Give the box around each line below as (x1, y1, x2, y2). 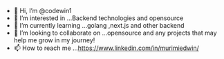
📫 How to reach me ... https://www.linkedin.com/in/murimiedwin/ (13, 44, 199, 52)
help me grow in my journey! (13, 36, 95, 44)
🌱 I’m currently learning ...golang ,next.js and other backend (13, 22, 185, 29)
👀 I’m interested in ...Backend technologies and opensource (13, 14, 184, 22)
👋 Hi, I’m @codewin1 (13, 7, 72, 15)
